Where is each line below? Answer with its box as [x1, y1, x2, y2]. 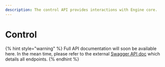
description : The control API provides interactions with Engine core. [5, 7, 157, 12]
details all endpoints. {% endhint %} [5, 56, 79, 62]
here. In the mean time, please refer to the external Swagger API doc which [5, 50, 160, 56]
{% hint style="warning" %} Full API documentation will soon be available [5, 45, 156, 51]
